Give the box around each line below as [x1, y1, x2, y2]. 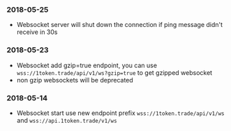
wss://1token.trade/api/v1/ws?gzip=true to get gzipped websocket [16, 68, 213, 77]
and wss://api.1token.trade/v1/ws [16, 116, 117, 124]
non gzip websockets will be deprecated [16, 76, 133, 84]
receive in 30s [16, 28, 58, 36]
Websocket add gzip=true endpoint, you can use [16, 61, 158, 69]
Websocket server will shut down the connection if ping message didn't [16, 21, 223, 29]
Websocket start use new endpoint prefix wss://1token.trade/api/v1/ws [16, 109, 225, 117]
